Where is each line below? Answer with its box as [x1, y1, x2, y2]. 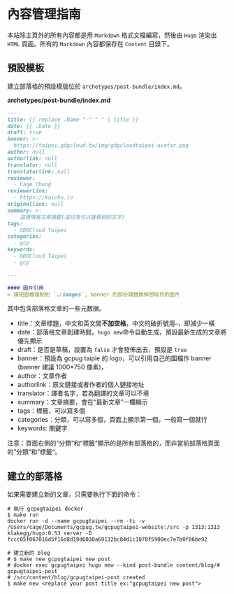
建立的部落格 [7, 470, 63, 482]
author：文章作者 [17, 372, 68, 380]
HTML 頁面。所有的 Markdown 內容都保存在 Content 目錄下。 [7, 39, 173, 48]
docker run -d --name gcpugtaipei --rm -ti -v [7, 518, 145, 525]
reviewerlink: [7, 188, 49, 195]
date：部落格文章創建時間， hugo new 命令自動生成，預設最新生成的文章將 [17, 328, 227, 337]
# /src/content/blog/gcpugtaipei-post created [7, 574, 145, 581]
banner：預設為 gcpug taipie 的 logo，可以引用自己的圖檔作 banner [17, 354, 212, 362]
